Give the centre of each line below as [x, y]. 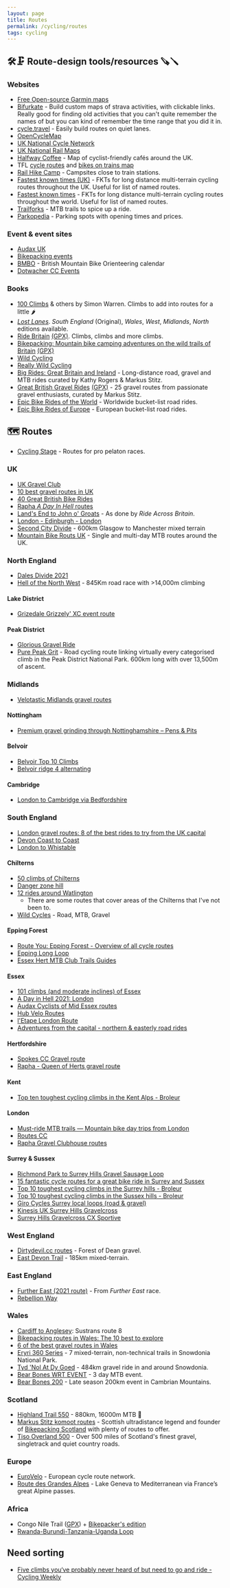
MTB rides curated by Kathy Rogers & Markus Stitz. [90, 379]
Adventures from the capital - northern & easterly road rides [102, 1028]
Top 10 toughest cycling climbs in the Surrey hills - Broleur [99, 1188]
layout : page [26, 13]
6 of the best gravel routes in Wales [67, 1345]
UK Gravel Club [39, 484]
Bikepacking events [45, 256]
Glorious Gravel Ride [46, 645]
